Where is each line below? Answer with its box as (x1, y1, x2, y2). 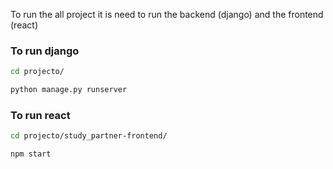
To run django (10, 44, 80, 58)
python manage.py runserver (10, 85, 128, 95)
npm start (10, 149, 52, 159)
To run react (10, 108, 71, 122)
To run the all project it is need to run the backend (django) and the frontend (10, 9, 324, 20)
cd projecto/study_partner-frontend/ (10, 131, 168, 141)
